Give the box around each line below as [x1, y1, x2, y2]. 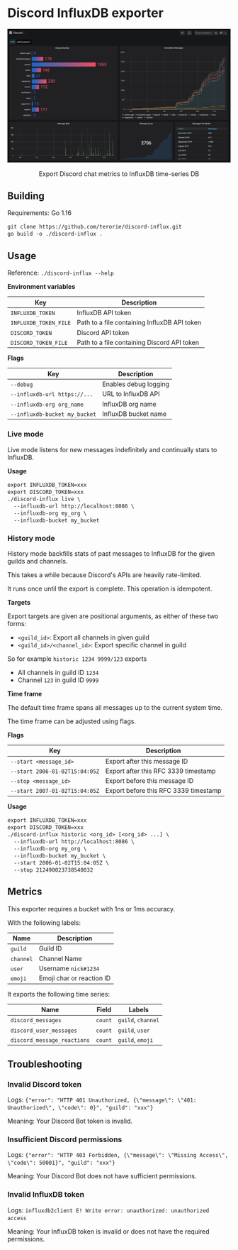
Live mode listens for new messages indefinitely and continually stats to [7, 445, 217, 454]
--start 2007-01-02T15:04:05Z [10, 788, 100, 795]
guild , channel [118, 1016, 160, 1024]
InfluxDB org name [102, 400, 157, 408]
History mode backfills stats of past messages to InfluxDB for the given [7, 549, 215, 558]
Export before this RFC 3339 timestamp [105, 786, 222, 795]
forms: [7, 619, 27, 627]
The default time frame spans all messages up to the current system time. [7, 703, 223, 711]
